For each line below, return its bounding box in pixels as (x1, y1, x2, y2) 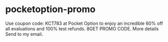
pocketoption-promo (5, 4, 96, 15)
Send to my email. (5, 31, 43, 37)
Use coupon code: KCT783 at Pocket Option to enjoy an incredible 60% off (5, 20, 163, 26)
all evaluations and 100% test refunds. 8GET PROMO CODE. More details (5, 25, 159, 31)
